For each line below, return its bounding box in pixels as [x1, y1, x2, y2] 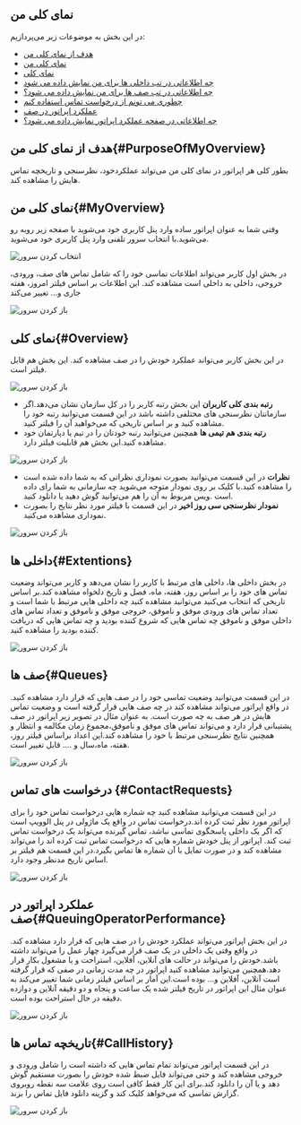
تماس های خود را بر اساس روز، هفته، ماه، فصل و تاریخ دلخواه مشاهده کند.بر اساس [10, 586, 288, 597]
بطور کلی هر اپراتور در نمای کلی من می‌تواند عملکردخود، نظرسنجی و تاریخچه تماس [10, 165, 289, 176]
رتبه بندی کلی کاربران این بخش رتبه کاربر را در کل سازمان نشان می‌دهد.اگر [22, 399, 273, 410]
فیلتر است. [10, 364, 47, 375]
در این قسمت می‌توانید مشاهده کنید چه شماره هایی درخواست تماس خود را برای [10, 806, 277, 817]
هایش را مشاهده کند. [10, 174, 81, 185]
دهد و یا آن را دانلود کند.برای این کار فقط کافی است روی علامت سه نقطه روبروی [10, 1078, 280, 1089]
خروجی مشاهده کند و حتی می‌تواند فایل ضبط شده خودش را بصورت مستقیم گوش [10, 1069, 283, 1079]
